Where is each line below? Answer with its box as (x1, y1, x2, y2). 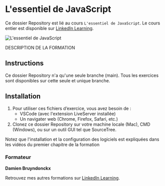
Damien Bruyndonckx (5, 165, 51, 171)
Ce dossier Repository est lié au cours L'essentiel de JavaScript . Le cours (5, 20, 161, 26)
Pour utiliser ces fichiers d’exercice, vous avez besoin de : (12, 105, 132, 111)
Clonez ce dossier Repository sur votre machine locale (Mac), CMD (12, 121, 151, 127)
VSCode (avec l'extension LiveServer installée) (19, 111, 116, 117)
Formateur (5, 154, 31, 161)
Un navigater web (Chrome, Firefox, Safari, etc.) (19, 116, 118, 122)
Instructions (5, 59, 44, 68)
